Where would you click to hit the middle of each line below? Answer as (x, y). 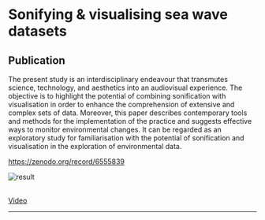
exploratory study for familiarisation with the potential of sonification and (126, 138)
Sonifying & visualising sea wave (118, 15)
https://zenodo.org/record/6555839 (66, 162)
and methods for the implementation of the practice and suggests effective (130, 121)
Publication (37, 60)
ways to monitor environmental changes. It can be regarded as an (115, 129)
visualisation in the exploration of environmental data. (95, 146)
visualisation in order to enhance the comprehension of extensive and (121, 104)
